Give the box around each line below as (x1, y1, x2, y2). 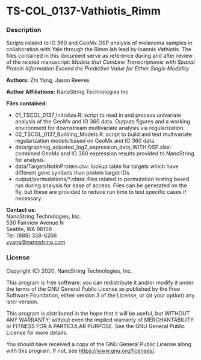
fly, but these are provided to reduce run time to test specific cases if (14, 188, 187, 196)
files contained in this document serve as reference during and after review (6, 52, 193, 60)
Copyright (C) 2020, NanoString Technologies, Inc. (6, 267, 132, 275)
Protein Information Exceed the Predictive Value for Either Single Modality (6, 65, 190, 72)
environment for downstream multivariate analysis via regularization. (14, 125, 185, 132)
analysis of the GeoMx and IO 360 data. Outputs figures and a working (14, 118, 191, 125)
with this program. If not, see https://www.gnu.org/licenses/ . (6, 347, 156, 354)
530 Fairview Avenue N (6, 219, 64, 226)
